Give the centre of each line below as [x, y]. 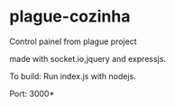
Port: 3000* [32, 93]
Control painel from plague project [73, 41]
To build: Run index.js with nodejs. [73, 76]
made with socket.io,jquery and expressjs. [88, 58]
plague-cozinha [70, 17]
